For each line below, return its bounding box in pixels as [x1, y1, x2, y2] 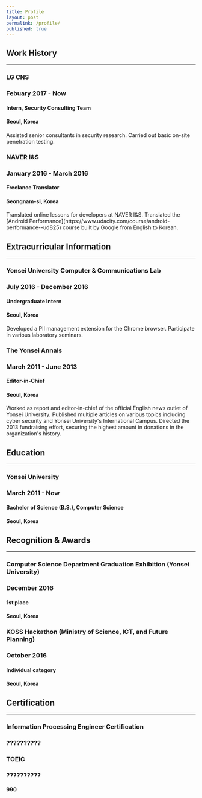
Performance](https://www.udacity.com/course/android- [29, 218, 170, 225]
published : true [6, 25, 47, 32]
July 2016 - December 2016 [6, 283, 88, 291]
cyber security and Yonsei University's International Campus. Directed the [6, 417, 190, 425]
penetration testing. [6, 138, 55, 145]
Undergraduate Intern [6, 297, 62, 305]
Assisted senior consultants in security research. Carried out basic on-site [6, 131, 191, 139]
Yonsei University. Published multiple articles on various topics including [6, 411, 186, 418]
